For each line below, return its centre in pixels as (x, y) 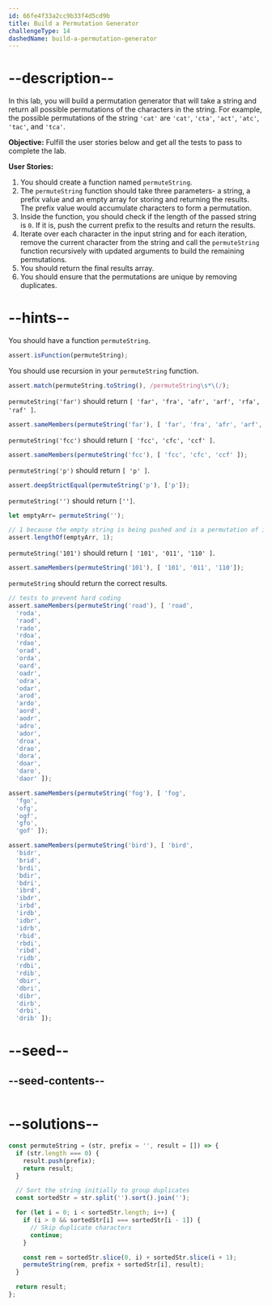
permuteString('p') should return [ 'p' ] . (79, 470)
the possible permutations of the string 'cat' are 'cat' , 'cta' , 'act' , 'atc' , (134, 118)
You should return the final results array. (87, 269)
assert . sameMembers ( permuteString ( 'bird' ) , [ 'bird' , (101, 846)
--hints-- (39, 318)
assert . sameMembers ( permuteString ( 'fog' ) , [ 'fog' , (97, 793)
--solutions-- (54, 1124)
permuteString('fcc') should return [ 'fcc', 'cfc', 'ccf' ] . (112, 440)
